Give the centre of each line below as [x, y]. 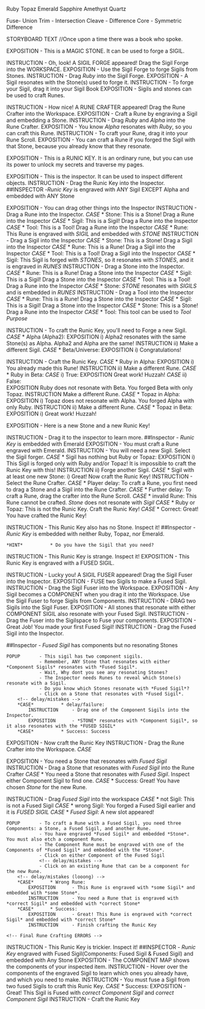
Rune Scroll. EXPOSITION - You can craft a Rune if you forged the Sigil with [101, 140]
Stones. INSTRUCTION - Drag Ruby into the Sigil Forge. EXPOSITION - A [97, 76]
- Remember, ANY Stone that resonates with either [105, 662]
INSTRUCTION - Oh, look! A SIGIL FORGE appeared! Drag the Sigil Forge [98, 63]
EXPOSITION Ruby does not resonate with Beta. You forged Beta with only [100, 388]
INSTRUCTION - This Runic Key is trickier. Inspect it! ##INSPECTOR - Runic [101, 947]
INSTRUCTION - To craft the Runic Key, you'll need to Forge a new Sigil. [97, 330]
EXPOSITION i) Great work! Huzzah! [51, 414]
